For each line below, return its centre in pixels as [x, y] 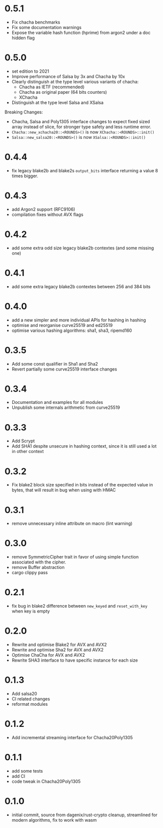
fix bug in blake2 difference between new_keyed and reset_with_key [80, 606]
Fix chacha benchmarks [36, 22]
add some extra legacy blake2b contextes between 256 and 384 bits [81, 286]
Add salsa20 [24, 694]
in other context [28, 452]
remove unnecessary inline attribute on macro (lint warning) [72, 524]
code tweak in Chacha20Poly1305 [46, 781]
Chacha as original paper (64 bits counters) [63, 92]
